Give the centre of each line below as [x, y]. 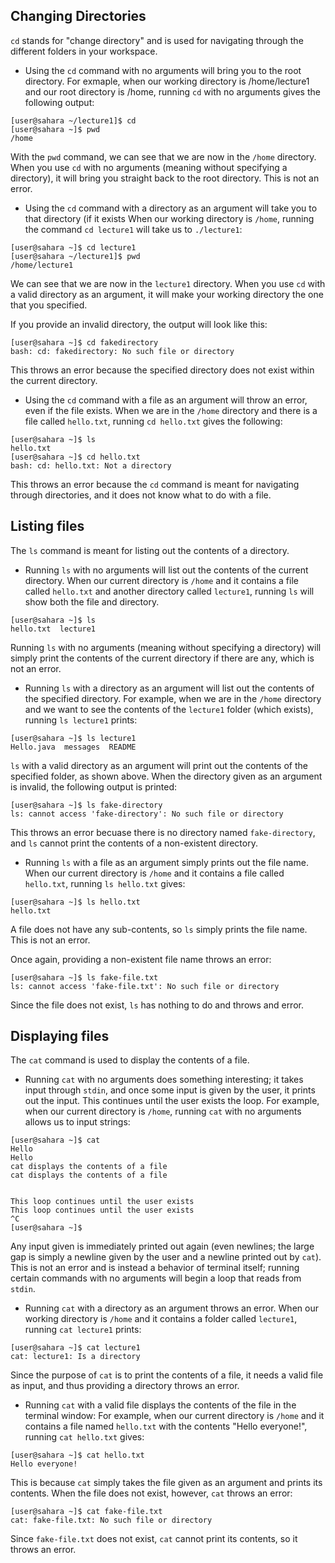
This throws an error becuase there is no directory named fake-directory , [163, 832]
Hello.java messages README [73, 747]
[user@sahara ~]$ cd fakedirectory [84, 342]
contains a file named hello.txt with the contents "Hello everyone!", [166, 1426]
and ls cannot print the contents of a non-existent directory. [134, 843]
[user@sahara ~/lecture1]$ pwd [75, 256]
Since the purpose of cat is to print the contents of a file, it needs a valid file [167, 1375]
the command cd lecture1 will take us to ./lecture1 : [133, 229]
